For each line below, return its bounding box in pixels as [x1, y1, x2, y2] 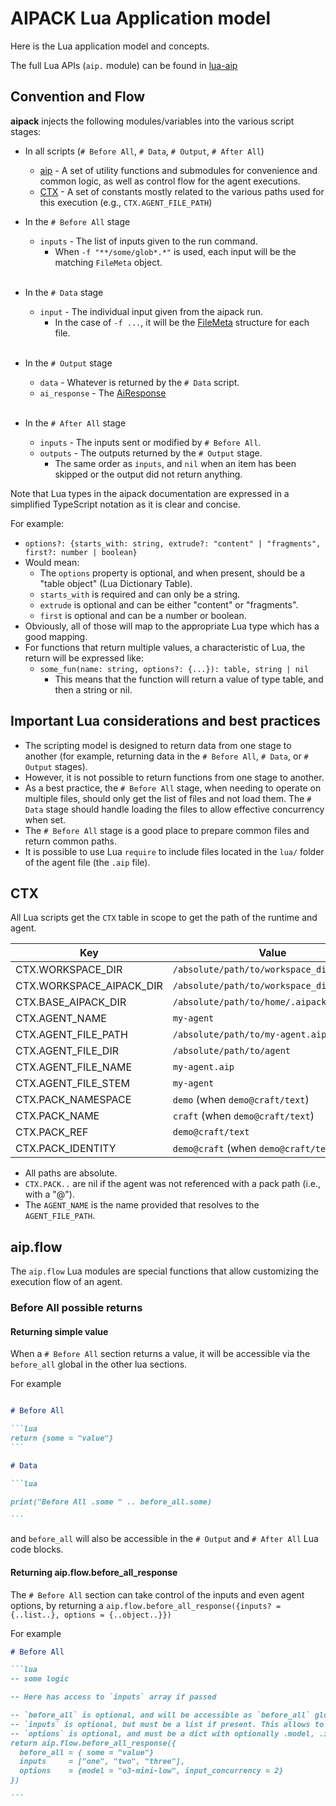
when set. [24, 813, 67, 826]
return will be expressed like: [24, 652, 144, 664]
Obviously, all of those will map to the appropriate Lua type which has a [24, 620, 320, 632]
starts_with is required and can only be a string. [39, 588, 241, 600]
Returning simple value [10, 1325, 109, 1337]
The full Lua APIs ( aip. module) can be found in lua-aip [10, 59, 238, 71]
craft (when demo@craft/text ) [172, 1109, 315, 1123]
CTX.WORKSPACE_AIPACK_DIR [15, 979, 163, 993]
